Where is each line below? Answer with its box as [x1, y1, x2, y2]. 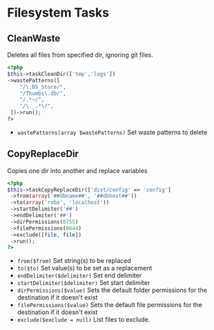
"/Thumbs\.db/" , [19, 90, 67, 97]
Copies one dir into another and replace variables [7, 166, 148, 174]
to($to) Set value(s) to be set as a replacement [17, 264, 153, 273]
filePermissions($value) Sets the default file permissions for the [17, 301, 202, 309]
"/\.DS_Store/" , [19, 83, 67, 91]
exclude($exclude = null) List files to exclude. [17, 315, 150, 324]
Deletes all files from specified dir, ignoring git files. [7, 51, 153, 59]
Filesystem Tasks [7, 5, 109, 21]
